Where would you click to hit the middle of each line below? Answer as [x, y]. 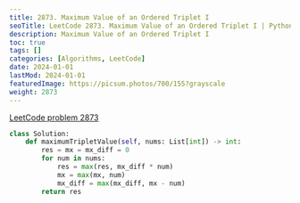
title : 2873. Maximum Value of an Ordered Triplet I [109, 17]
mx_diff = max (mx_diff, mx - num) [121, 183]
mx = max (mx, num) [91, 175]
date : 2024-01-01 [42, 68]
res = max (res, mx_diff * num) [115, 166]
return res [62, 191]
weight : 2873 [33, 92]
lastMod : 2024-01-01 [48, 76]
